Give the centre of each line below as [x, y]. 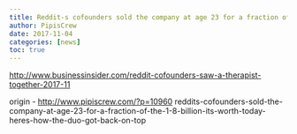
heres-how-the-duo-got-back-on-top [78, 121]
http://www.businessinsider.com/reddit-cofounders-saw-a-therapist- [135, 75]
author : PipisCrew [43, 26]
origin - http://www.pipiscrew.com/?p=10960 [91, 101]
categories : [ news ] [45, 42]
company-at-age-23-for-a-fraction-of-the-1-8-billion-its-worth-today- [138, 111]
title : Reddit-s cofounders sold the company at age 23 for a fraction [144, 17]
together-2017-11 [40, 85]
